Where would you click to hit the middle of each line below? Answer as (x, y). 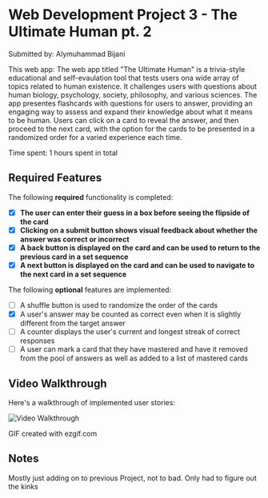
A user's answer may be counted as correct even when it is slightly (130, 314)
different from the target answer (73, 323)
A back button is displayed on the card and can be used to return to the (140, 247)
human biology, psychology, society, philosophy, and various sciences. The (133, 94)
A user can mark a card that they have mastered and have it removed (134, 349)
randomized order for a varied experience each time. (95, 137)
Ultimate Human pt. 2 (80, 32)
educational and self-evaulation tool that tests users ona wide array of (124, 78)
